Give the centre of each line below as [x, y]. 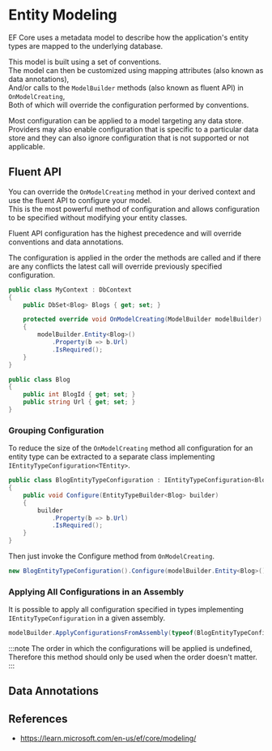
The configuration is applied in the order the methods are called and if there [135, 257]
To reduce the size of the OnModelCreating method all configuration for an [131, 448]
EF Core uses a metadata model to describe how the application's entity [129, 37]
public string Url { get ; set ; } [79, 402]
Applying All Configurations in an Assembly [96, 592]
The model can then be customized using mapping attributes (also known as [136, 70]
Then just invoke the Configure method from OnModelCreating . [112, 556]
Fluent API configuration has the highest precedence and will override [125, 233]
